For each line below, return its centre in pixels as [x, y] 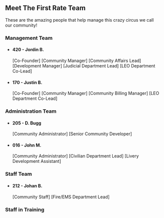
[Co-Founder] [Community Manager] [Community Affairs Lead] [77, 61]
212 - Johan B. [27, 186]
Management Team [29, 38]
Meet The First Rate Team [45, 8]
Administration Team [31, 111]
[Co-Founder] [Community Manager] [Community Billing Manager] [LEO [86, 93]
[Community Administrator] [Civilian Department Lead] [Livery [76, 156]
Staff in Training [25, 210]
